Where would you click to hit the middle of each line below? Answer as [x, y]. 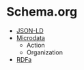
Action [36, 45]
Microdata [31, 37]
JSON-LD [30, 31]
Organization [44, 52]
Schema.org [42, 12]
